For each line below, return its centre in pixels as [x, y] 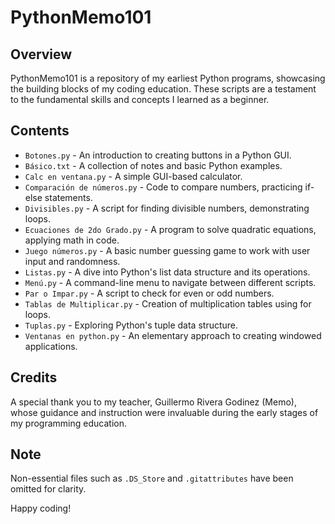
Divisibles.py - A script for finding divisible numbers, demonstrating [167, 208]
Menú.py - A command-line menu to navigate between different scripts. [170, 282]
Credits [34, 377]
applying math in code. [72, 240]
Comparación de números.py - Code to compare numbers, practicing [163, 187]
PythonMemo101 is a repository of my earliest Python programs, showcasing [168, 78]
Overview [41, 54]
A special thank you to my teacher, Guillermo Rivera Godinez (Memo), [153, 402]
